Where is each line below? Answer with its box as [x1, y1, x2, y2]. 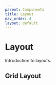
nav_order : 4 [5, 16, 32, 21]
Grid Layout [5, 71, 41, 80]
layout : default [5, 20, 38, 26]
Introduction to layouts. [5, 58, 52, 64]
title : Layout [5, 12, 34, 17]
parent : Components [5, 7, 45, 12]
